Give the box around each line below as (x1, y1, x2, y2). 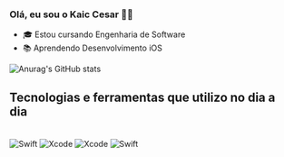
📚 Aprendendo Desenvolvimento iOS (22, 42, 163, 53)
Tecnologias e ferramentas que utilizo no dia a (9, 89, 276, 105)
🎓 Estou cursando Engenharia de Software (22, 29, 186, 40)
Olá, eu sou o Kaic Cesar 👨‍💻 (9, 8, 134, 21)
